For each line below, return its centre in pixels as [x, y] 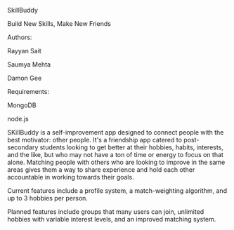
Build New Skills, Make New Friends [59, 23]
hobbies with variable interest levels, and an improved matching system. [112, 219]
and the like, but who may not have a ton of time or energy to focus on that [115, 155]
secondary [23, 147]
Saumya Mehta [29, 65]
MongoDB [22, 105]
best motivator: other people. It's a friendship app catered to [95, 140]
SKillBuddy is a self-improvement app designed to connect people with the [116, 132]
